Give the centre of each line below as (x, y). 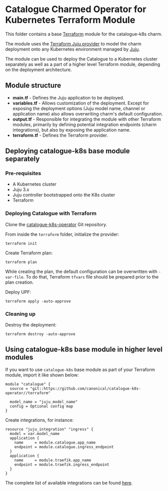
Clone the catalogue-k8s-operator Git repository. (56, 224)
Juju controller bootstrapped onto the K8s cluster (64, 195)
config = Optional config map (41, 406)
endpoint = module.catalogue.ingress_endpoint (64, 447)
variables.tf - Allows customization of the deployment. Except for (81, 103)
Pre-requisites (23, 174)
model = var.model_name (35, 433)
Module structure (33, 86)
